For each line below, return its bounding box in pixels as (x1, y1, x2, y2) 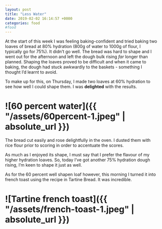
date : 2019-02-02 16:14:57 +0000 (5, 16, 73, 21)
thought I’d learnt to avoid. (5, 69, 58, 75)
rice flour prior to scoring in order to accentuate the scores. (5, 142, 124, 148)
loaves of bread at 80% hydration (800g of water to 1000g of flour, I (5, 44, 141, 49)
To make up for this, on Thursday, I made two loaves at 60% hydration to (5, 78, 150, 85)
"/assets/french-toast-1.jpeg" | (5, 204, 134, 215)
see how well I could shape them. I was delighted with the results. (5, 84, 137, 90)
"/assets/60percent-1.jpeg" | (5, 111, 126, 122)
